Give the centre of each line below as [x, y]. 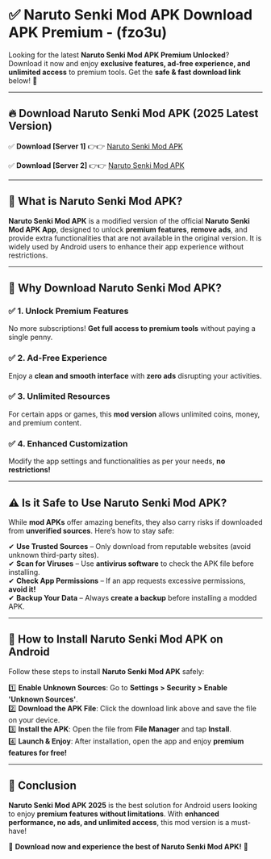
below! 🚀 [23, 80]
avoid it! [22, 589]
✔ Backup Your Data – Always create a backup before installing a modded [133, 597]
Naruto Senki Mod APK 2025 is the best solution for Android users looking [133, 805]
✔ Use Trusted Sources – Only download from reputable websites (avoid [130, 546]
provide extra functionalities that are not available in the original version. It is [135, 238]
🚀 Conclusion [42, 786]
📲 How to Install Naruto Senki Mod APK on [116, 639]
